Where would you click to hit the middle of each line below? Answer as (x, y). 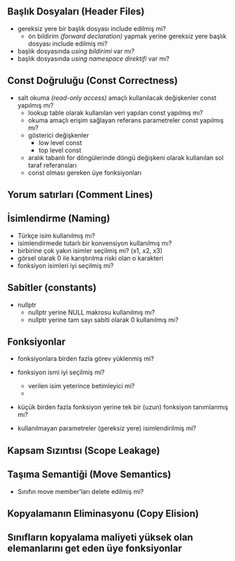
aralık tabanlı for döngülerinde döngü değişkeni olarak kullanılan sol (126, 157)
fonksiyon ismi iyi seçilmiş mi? (61, 372)
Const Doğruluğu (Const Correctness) (93, 81)
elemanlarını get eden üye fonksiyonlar (95, 549)
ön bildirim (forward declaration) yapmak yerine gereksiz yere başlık (127, 36)
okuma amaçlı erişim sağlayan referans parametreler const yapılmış (126, 120)
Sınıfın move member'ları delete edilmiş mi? (81, 491)
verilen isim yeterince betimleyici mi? (81, 386)
